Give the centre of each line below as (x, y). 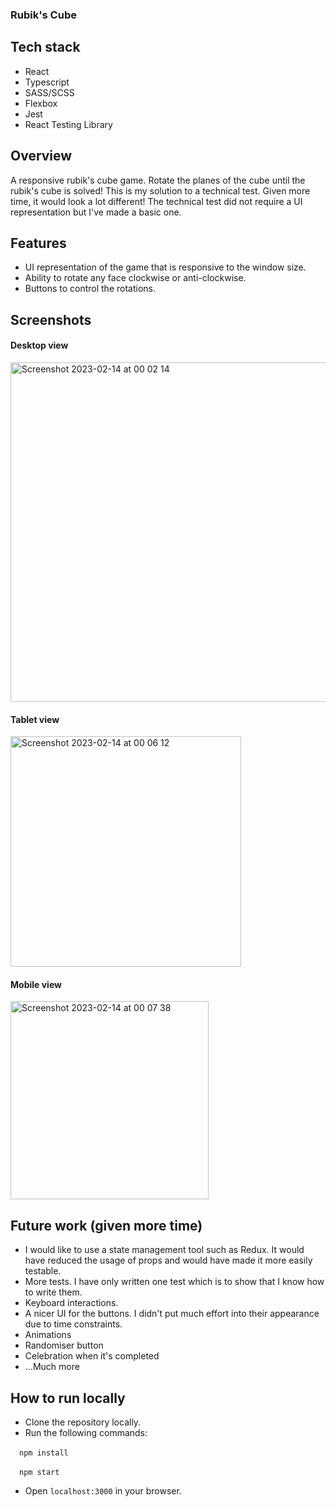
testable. (43, 1271)
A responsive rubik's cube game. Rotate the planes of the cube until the (158, 180)
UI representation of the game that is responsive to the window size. (165, 267)
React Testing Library (68, 124)
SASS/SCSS (49, 92)
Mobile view (36, 984)
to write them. (53, 1292)
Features (38, 243)
